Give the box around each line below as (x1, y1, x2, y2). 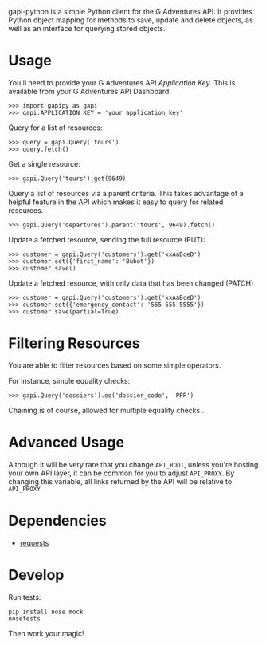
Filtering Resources (8, 334, 141, 353)
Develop (8, 565, 65, 584)
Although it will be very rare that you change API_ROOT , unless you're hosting (8, 459, 259, 469)
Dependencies (8, 512, 107, 530)
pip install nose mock (8, 608, 84, 616)
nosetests (8, 614, 41, 623)
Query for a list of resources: (8, 123, 103, 132)
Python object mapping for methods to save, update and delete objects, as (8, 15, 253, 25)
